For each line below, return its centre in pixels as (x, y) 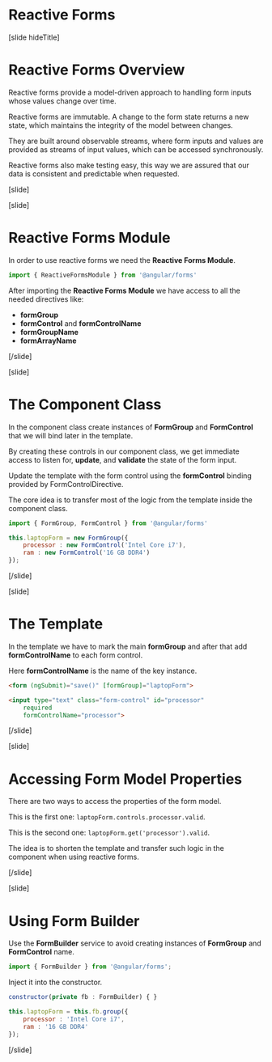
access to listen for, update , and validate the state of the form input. (123, 459)
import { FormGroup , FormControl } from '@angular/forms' (108, 523)
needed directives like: (46, 299)
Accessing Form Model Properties (125, 779)
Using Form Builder (74, 921)
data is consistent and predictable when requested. (94, 173)
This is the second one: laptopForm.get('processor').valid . (109, 833)
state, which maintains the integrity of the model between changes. (121, 125)
